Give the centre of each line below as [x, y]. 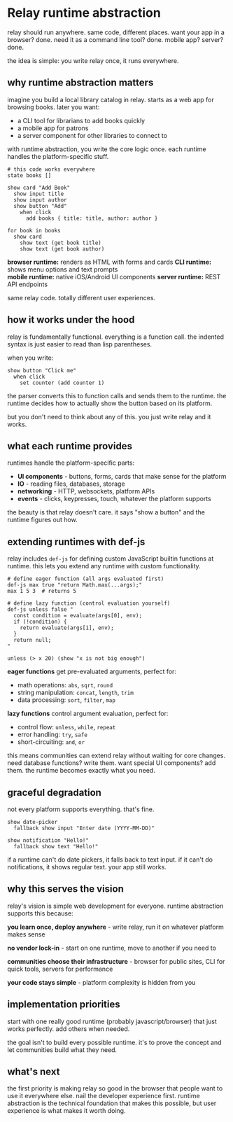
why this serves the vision [66, 889]
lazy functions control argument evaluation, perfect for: [88, 714]
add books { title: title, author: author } [92, 218]
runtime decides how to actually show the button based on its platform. [110, 403]
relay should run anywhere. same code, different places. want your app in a [116, 32]
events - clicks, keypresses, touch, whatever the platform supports [114, 499]
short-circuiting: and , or [51, 742]
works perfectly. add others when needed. [69, 1029]
